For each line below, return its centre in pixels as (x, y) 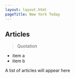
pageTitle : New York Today (33, 14)
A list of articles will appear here (37, 71)
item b (19, 61)
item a (18, 56)
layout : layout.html (26, 10)
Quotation (27, 46)
